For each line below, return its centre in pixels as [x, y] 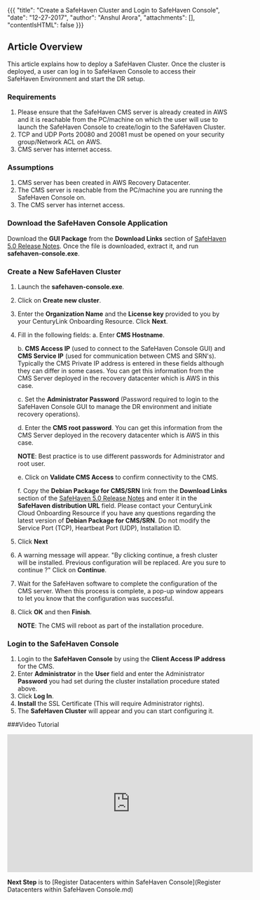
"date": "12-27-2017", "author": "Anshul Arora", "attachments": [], [101, 18]
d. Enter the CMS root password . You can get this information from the [120, 428]
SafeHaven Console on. [52, 198]
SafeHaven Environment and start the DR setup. [76, 78]
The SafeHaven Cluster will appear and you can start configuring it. [116, 711]
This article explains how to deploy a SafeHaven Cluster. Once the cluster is [116, 64]
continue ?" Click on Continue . [62, 570]
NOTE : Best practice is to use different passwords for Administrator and [121, 456]
